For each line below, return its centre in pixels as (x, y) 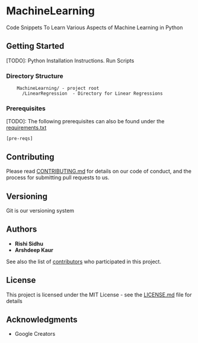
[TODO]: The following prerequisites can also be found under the (85, 121)
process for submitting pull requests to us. (58, 177)
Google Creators (35, 334)
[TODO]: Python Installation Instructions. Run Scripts (70, 60)
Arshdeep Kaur (34, 250)
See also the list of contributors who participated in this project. (84, 261)
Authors (22, 230)
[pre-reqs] (20, 139)
